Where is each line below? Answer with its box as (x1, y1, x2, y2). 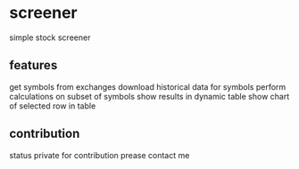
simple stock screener (9, 32, 91, 43)
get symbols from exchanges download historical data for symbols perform (9, 81, 287, 92)
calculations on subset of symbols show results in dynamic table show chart (9, 91, 290, 101)
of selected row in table (9, 101, 96, 111)
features (9, 58, 58, 73)
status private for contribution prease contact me (9, 149, 190, 160)
